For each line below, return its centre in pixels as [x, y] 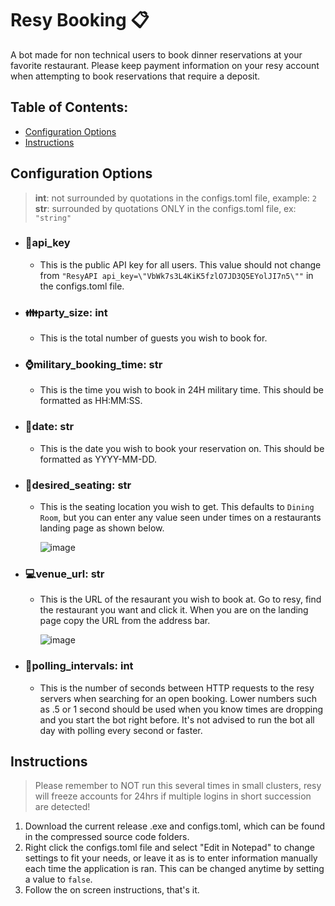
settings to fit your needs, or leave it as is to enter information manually [171, 858]
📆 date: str [49, 427]
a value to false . [58, 879]
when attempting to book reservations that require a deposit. [135, 76]
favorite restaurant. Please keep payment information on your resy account [165, 65]
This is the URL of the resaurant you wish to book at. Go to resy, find [180, 599]
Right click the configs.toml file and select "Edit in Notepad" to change [170, 848]
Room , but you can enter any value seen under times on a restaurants [180, 518]
